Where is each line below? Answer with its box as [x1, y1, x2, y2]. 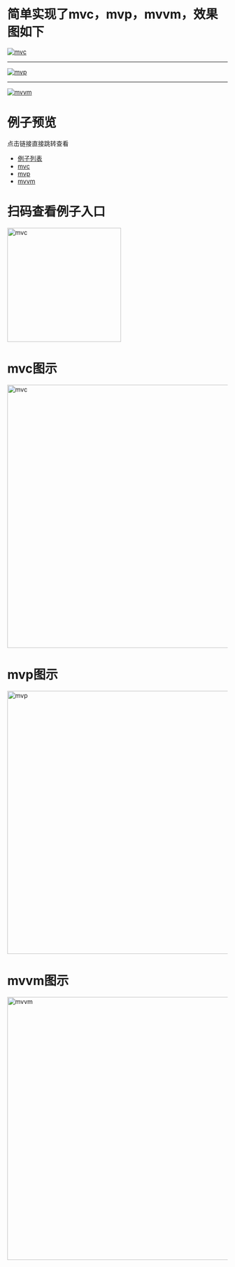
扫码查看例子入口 [7, 204, 106, 220]
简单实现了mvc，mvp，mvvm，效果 [7, 6, 218, 22]
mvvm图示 [7, 972, 69, 988]
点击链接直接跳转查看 [7, 139, 69, 147]
